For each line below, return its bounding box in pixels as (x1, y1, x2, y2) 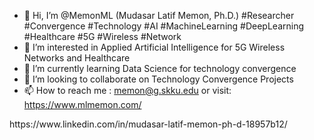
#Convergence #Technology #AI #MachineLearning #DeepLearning (23, 20, 305, 32)
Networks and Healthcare (23, 52, 131, 64)
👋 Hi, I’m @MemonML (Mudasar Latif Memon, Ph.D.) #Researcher (23, 10, 295, 21)
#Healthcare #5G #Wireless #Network (23, 31, 182, 42)
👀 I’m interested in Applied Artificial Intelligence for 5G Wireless (23, 41, 286, 53)
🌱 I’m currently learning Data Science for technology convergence (23, 63, 297, 74)
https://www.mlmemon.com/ (23, 99, 142, 110)
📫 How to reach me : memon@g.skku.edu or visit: (23, 85, 232, 96)
